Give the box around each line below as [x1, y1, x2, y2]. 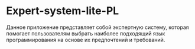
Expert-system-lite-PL [6, 4, 119, 18]
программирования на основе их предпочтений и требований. [6, 36, 165, 43]
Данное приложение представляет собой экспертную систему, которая [6, 24, 189, 31]
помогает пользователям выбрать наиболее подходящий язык [6, 30, 165, 37]
